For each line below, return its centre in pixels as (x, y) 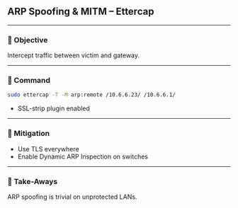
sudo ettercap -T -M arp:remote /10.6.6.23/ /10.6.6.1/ (91, 95)
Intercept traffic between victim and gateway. (74, 55)
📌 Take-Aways (33, 181)
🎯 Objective (28, 40)
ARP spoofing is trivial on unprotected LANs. (72, 197)
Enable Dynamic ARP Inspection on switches (83, 156)
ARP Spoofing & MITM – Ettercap (81, 12)
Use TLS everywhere (48, 149)
